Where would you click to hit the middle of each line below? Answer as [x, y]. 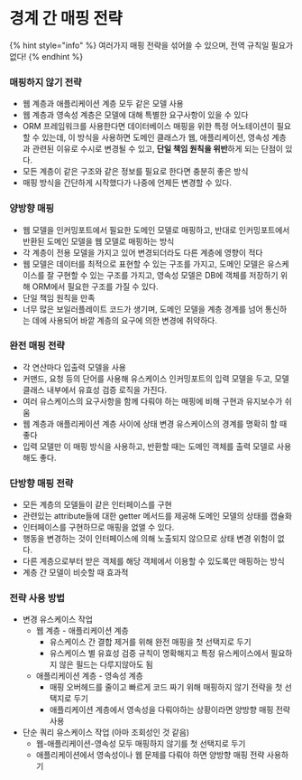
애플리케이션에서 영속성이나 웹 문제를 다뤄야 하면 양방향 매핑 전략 [150, 755]
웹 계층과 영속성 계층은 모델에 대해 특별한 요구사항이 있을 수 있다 [135, 115]
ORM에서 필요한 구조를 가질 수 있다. [96, 287]
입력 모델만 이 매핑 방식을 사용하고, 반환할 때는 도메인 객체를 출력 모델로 [148, 446]
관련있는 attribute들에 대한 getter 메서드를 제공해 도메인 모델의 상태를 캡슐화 [157, 516]
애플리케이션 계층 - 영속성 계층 [90, 676]
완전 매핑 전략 [37, 346]
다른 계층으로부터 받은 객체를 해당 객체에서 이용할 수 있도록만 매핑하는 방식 [154, 561]
